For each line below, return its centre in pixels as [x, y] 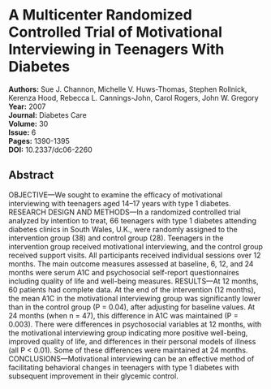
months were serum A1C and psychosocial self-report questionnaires [124, 272]
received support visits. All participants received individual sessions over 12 [135, 255]
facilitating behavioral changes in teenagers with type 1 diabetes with [124, 367]
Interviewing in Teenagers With [116, 50]
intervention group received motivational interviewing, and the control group [136, 246]
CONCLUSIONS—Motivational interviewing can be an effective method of [131, 358]
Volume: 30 [28, 123]
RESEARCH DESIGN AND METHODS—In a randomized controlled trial [125, 212]
